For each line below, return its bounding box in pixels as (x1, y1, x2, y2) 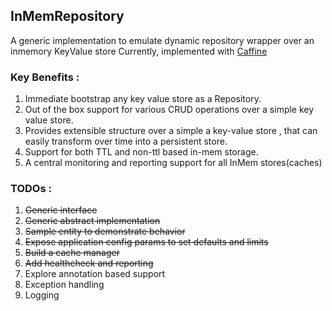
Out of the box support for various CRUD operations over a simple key (24, 104, 315, 116)
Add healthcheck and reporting (24, 257, 154, 269)
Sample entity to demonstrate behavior (24, 225, 186, 238)
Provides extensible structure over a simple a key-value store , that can (24, 125, 318, 137)
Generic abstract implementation (24, 215, 161, 227)
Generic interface (24, 204, 98, 216)
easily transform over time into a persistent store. (24, 135, 228, 148)
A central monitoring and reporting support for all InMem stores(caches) (24, 157, 323, 169)
